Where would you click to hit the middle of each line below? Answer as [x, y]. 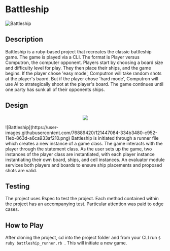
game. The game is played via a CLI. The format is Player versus [72, 57]
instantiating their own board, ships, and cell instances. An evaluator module [85, 160]
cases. [12, 209]
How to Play [25, 225]
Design [17, 105]
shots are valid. [21, 170]
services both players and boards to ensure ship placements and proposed [84, 165]
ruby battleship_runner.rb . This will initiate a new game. [66, 243]
